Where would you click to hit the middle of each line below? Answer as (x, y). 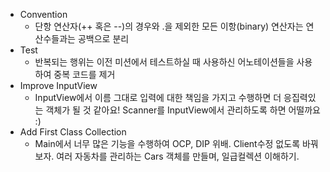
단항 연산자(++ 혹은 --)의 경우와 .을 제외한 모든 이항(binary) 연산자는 (169, 26)
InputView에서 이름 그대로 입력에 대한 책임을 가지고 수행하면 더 (158, 97)
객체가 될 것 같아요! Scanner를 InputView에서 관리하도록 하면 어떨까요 (183, 110)
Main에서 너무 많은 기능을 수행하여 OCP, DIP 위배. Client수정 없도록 (167, 143)
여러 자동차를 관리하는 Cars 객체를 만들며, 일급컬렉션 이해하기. (178, 156)
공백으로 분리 (103, 38)
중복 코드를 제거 (84, 74)
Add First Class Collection (73, 132)
